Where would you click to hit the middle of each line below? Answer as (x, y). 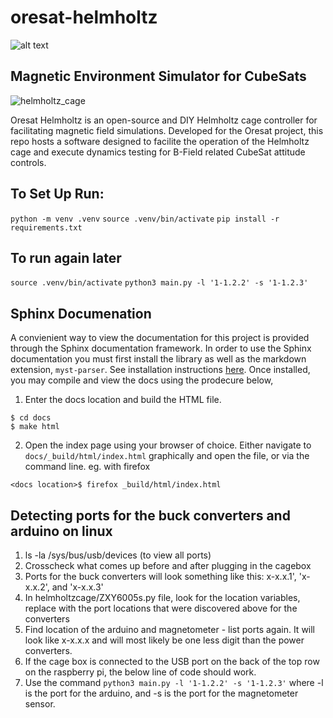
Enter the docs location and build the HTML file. (123, 400)
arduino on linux (61, 531)
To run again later (66, 257)
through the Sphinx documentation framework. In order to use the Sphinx (161, 348)
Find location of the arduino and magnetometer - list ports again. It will (170, 629)
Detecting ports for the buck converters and (150, 515)
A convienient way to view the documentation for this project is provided (160, 338)
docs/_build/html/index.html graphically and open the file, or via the (167, 456)
